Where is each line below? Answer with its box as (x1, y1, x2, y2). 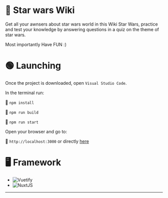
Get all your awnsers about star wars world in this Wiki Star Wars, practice (5, 21, 158, 27)
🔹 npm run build (5, 109, 39, 115)
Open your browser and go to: (5, 128, 67, 134)
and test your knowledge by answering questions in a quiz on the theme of (5, 26, 159, 32)
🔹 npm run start (5, 119, 39, 125)
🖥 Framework (5, 157, 61, 168)
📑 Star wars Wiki (5, 5, 75, 16)
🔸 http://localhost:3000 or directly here (5, 138, 89, 144)
